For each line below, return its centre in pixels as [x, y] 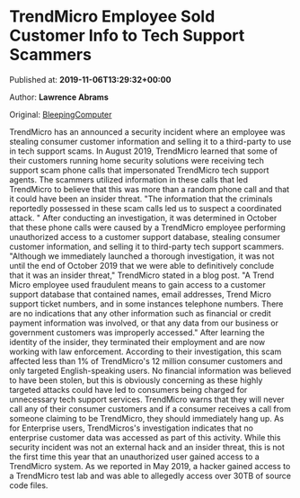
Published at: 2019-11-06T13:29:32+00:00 [90, 79]
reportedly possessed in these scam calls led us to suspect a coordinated [146, 208]
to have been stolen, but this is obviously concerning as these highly [136, 380]
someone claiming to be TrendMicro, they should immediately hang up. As [147, 418]
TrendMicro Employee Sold [112, 17]
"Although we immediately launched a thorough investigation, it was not [142, 256]
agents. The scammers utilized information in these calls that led [129, 179]
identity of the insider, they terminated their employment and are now [137, 342]
